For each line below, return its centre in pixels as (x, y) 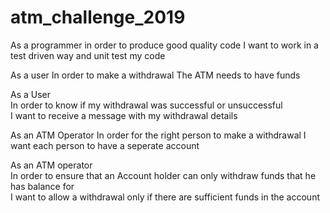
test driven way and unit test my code (88, 55)
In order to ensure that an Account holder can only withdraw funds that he (163, 175)
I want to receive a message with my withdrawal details (124, 115)
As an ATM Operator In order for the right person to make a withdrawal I (158, 135)
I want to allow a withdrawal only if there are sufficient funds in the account (165, 197)
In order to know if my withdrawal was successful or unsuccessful (146, 105)
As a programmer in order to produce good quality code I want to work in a (164, 45)
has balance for (42, 186)
